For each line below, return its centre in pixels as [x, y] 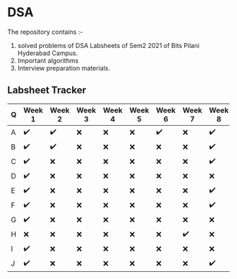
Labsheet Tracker [47, 90]
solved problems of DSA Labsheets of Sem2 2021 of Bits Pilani [108, 45]
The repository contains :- [45, 32]
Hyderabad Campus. [48, 53]
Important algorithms [48, 60]
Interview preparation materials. [64, 68]
